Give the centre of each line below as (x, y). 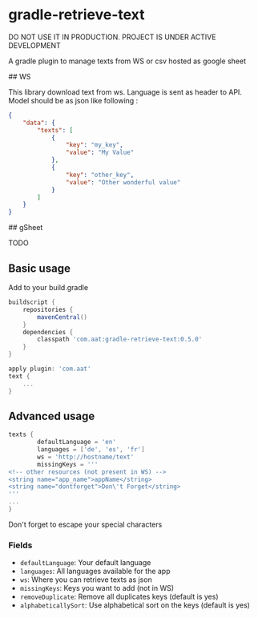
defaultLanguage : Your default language (85, 563)
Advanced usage (52, 416)
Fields (20, 545)
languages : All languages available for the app (95, 572)
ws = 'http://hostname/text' (86, 457)
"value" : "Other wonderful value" (123, 182)
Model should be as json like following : (73, 100)
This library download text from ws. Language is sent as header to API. (125, 92)
